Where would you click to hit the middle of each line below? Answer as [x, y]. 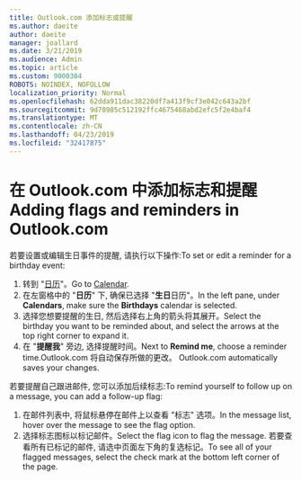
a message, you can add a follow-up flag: [86, 396]
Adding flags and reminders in [124, 210]
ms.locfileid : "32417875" [58, 143]
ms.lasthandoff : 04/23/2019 [62, 135]
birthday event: [37, 265]
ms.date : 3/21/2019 [46, 51]
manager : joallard [44, 43]
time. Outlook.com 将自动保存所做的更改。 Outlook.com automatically [150, 357]
